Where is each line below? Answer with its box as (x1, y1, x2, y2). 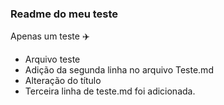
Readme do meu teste (10, 7, 119, 21)
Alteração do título (24, 75, 102, 87)
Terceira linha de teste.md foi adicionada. (24, 85, 196, 97)
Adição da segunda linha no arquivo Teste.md (24, 64, 214, 76)
